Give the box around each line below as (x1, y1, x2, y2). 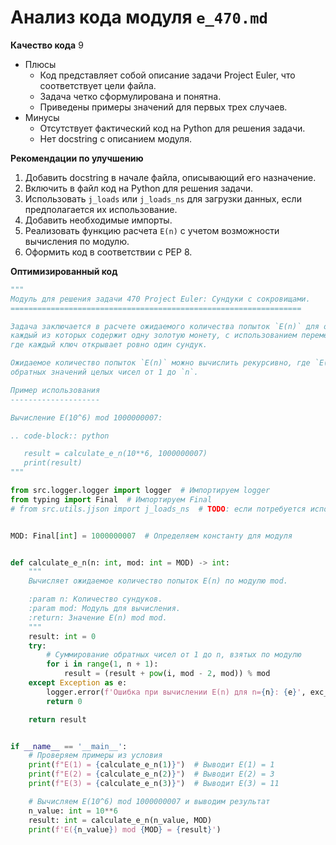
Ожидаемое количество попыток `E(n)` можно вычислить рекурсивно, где (10, 358, 311, 368)
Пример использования (10, 385, 101, 395)
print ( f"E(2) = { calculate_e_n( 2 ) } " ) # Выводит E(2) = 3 (28, 769, 275, 780)
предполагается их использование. (24, 203, 178, 215)
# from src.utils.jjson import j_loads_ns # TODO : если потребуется (10, 504, 307, 514)
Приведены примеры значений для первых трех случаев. (39, 101, 288, 113)
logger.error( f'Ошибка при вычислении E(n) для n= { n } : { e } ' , (46, 687, 307, 697)
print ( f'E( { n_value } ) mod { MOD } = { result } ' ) (28, 824, 222, 835)
